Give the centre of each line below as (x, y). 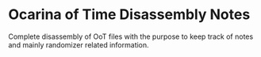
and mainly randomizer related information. (79, 44)
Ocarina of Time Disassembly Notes (129, 15)
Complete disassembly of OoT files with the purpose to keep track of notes (131, 36)
